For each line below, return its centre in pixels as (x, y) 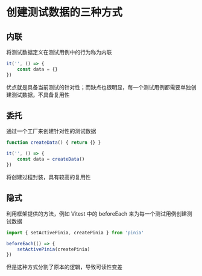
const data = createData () (51, 159)
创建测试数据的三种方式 (65, 12)
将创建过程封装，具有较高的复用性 (49, 177)
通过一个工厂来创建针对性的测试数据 (51, 131)
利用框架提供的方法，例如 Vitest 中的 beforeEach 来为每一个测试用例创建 (97, 213)
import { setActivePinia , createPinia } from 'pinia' (75, 233)
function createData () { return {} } (54, 143)
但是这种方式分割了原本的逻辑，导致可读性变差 (64, 267)
